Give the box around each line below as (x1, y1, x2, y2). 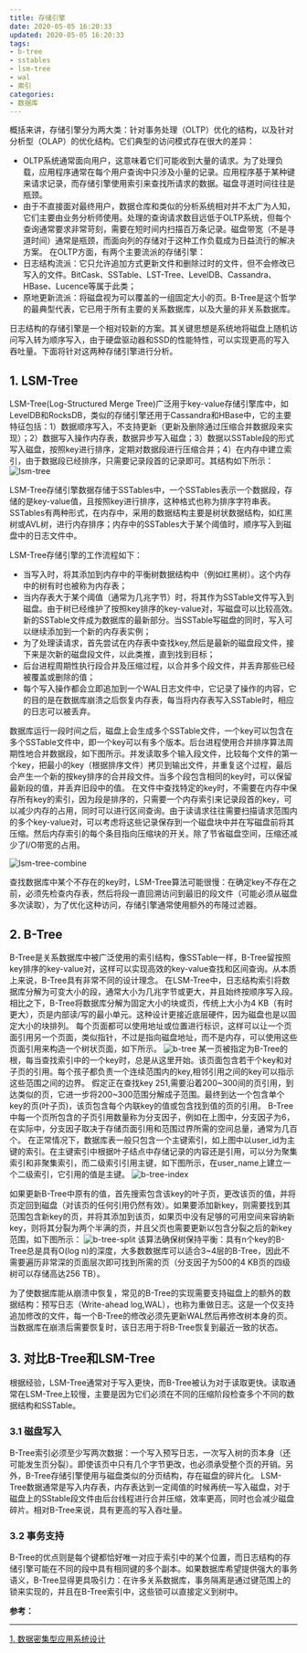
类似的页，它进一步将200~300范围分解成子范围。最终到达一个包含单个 (16, 1089, 285, 1100)
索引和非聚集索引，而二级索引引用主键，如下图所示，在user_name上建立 (9, 1157, 283, 1168)
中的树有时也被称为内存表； (22, 581, 128, 592)
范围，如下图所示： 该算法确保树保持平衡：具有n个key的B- (9, 1234, 285, 1245)
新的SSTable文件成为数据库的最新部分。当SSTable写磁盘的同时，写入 (22, 615, 285, 626)
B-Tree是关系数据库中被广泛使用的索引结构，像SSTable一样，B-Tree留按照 (9, 952, 291, 963)
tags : (9, 38, 30, 48)
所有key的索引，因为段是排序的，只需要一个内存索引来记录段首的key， (16, 794, 285, 805)
